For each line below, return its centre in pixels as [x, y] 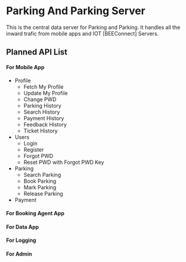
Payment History [44, 118]
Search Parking [42, 174]
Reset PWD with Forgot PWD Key [64, 162]
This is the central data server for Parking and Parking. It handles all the [93, 27]
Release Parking [43, 193]
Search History [42, 112]
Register [34, 150]
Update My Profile [45, 93]
